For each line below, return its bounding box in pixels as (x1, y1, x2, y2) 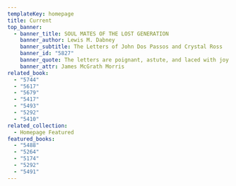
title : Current (7, 17, 52, 24)
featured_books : (7, 135, 55, 142)
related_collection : (7, 122, 69, 129)
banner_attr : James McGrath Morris (20, 63, 125, 70)
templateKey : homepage (7, 10, 74, 18)
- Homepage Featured (13, 129, 74, 136)
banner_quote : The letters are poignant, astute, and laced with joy (20, 57, 230, 64)
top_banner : (7, 23, 42, 30)
